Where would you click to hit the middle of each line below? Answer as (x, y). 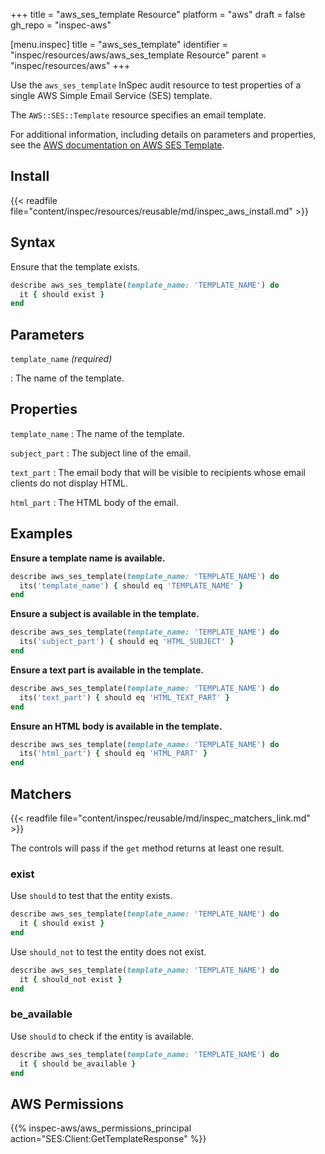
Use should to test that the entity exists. (91, 896)
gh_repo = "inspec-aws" (61, 25)
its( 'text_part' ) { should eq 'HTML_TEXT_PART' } (124, 697)
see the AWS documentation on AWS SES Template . (117, 145)
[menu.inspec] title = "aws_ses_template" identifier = (119, 44)
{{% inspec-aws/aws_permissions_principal (101, 1128)
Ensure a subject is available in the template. (105, 614)
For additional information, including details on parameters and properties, (163, 134)
